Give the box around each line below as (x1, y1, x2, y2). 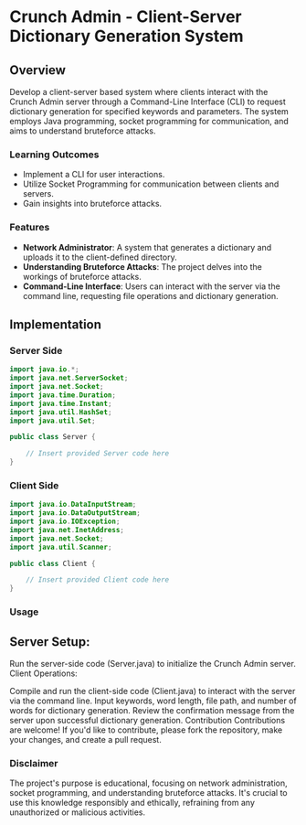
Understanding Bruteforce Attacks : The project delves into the (22, 261, 262, 272)
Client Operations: (9, 668, 78, 679)
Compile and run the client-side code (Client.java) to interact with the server (9, 685, 296, 696)
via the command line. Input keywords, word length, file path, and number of (9, 695, 297, 706)
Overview (9, 62, 67, 78)
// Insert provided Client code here (26, 575, 170, 584)
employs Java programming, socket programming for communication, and (9, 116, 290, 126)
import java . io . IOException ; (9, 517, 121, 527)
